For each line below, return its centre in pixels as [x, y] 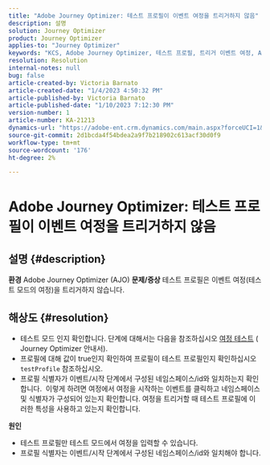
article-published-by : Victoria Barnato [77, 98]
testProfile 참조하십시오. [61, 369]
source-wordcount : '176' [50, 150]
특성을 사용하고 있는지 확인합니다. [88, 409]
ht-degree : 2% [32, 157]
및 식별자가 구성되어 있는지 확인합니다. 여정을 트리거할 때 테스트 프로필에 [133, 399]
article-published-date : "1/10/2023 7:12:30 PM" [91, 105]
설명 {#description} [57, 259]
